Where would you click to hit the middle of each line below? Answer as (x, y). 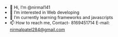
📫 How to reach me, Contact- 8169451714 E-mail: (60, 23)
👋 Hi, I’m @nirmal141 (30, 7)
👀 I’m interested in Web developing (44, 12)
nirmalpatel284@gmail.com (37, 29)
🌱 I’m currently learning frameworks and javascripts (61, 17)
